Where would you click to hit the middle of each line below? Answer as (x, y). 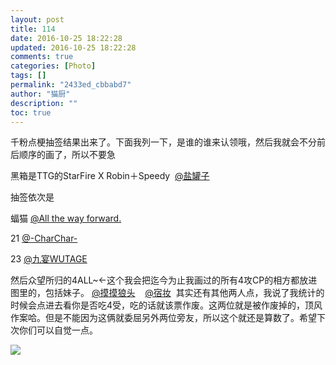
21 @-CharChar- (44, 238)
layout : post (37, 19)
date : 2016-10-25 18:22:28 (66, 38)
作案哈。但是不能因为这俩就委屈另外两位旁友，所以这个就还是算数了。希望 (163, 318)
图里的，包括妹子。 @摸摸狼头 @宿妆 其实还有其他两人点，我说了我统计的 (167, 293)
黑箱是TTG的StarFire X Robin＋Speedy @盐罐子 (110, 176)
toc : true (31, 112)
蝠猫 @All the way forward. (66, 218)
